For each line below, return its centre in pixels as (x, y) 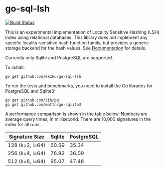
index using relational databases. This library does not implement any (77, 37)
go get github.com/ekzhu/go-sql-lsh (43, 76)
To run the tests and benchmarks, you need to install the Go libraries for (79, 86)
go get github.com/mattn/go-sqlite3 (43, 104)
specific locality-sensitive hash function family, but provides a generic (77, 42)
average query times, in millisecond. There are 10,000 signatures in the (78, 119)
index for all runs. (23, 124)
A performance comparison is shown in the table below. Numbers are (77, 114)
